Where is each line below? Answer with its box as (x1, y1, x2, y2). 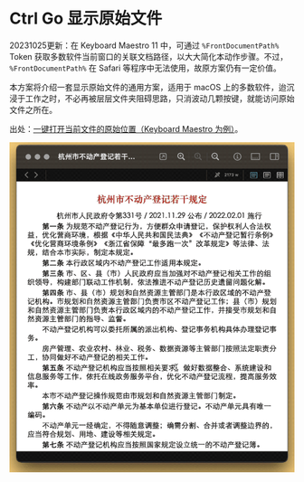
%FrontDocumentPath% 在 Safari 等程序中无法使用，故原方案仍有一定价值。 (9, 62, 282, 73)
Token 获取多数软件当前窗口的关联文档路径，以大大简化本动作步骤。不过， (9, 51, 289, 61)
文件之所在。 (9, 104, 57, 115)
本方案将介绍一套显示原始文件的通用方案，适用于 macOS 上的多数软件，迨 (9, 81, 287, 92)
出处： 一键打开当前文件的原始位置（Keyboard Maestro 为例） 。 (9, 123, 243, 134)
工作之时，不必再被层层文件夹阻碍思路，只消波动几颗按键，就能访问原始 (24, 92, 295, 104)
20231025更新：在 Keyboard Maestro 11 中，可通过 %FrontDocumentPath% (9, 40, 280, 51)
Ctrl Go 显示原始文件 (9, 8, 163, 29)
